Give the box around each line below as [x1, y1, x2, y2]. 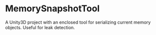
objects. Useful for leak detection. [5, 24, 75, 30]
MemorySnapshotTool [5, 3, 100, 14]
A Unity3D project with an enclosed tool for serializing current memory [5, 19, 151, 25]
